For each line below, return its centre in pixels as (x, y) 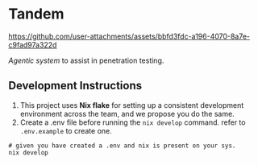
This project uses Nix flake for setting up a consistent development (132, 105)
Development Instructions (75, 86)
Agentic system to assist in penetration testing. (86, 60)
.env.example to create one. (66, 130)
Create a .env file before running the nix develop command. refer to (133, 122)
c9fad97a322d (33, 44)
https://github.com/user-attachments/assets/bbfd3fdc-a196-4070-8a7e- (129, 36)
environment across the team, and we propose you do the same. (127, 113)
